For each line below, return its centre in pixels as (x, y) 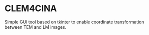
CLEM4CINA (31, 9)
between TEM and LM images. (36, 27)
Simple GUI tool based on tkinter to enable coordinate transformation (74, 22)
